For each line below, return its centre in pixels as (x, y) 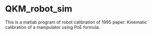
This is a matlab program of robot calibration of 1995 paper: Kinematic (76, 22)
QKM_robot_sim (39, 9)
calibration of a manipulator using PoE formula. (53, 27)
